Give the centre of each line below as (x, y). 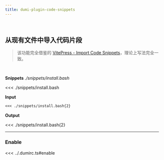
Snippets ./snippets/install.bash (37, 78)
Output (12, 115)
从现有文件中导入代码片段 (43, 40)
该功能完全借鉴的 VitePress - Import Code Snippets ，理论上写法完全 (86, 53)
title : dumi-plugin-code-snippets (40, 10)
